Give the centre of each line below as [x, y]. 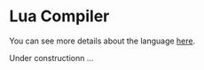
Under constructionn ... [51, 58]
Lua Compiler [59, 16]
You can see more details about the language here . [102, 41]
